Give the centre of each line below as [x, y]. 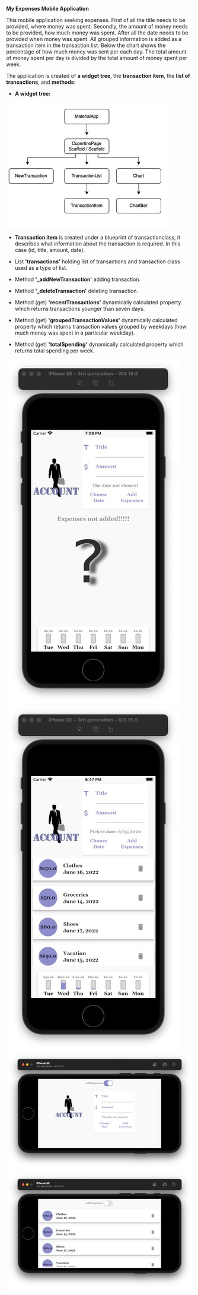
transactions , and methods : [41, 82]
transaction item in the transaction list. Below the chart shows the [86, 45]
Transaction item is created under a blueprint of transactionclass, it [98, 237]
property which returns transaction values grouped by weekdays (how [100, 327]
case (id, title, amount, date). [50, 250]
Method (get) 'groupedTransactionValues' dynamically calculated [96, 320]
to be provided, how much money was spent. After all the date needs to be [97, 33]
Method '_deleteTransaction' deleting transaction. [76, 291]
